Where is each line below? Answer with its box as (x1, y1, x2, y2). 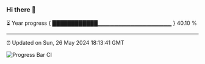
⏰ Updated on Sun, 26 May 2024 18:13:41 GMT (6, 39, 124, 46)
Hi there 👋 (6, 5, 37, 14)
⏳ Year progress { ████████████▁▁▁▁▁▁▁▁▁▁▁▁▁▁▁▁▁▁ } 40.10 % (6, 19, 197, 27)
